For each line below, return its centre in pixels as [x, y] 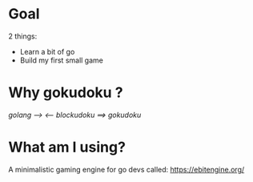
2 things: [23, 36]
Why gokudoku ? [66, 93]
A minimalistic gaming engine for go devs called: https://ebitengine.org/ [127, 169]
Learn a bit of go [47, 51]
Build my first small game [62, 60]
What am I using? [67, 147]
